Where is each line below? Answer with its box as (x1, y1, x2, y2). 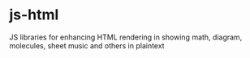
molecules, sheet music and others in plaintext (9, 40, 165, 50)
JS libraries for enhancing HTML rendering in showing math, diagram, (9, 32, 243, 42)
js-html (9, 6, 59, 24)
